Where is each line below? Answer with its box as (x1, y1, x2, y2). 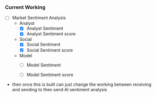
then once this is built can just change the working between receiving (12, 81, 152, 87)
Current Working (5, 4, 46, 11)
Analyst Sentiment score (26, 31, 76, 37)
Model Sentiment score (26, 72, 74, 78)
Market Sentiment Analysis (12, 15, 66, 21)
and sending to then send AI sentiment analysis (12, 86, 107, 92)
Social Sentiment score (26, 47, 73, 53)
